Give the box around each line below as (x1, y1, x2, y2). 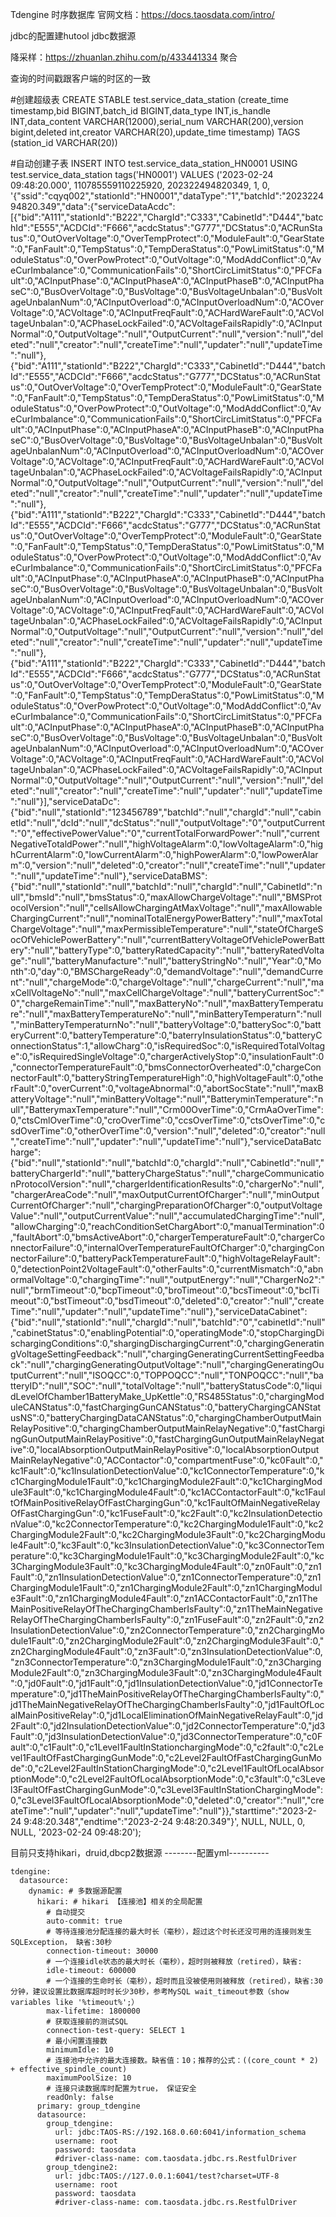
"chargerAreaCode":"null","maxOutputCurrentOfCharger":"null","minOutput (10, 1189, 320, 1200)
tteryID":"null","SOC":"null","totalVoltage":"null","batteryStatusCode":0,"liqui (10, 1380, 323, 1392)
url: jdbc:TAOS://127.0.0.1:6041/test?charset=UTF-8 (54, 2171, 280, 2181)
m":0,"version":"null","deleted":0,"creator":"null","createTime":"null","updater (10, 859, 326, 871)
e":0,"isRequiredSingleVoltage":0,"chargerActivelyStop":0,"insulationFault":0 (10, 1051, 325, 1062)
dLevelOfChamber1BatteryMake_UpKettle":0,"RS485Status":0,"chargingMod (10, 1391, 325, 1402)
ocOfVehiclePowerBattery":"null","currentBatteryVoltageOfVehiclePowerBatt (10, 934, 325, 945)
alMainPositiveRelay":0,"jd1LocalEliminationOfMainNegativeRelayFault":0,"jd (10, 1709, 324, 1721)
